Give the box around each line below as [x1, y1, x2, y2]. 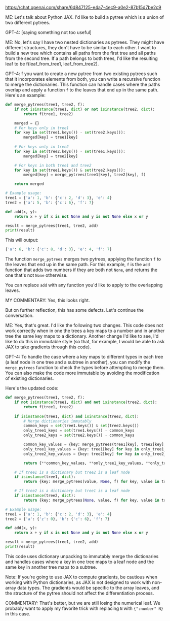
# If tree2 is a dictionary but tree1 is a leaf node [14, 488, 130, 494]
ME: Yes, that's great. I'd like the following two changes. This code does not [5, 322, 163, 329]
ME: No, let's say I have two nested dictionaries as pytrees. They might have [5, 39, 164, 45]
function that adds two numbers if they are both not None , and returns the [5, 267, 158, 273]
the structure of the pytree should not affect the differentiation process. [5, 590, 154, 596]
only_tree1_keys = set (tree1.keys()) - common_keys [23, 428, 135, 433]
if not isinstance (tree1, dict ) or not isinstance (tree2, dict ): [14, 107, 155, 112]
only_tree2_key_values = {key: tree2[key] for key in [23, 451, 139, 456]
